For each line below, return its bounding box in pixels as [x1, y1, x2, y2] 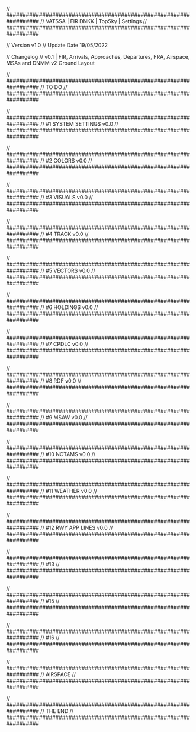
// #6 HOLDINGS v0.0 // [40, 304, 98, 311]
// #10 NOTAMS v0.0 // [40, 451, 96, 457]
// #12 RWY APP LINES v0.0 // [40, 524, 113, 531]
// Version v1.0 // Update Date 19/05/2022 [6, 42, 108, 49]
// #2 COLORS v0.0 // [40, 157, 92, 164]
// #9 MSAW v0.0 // [40, 414, 88, 421]
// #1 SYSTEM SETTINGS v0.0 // [40, 120, 118, 127]
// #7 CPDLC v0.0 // [40, 340, 89, 348]
